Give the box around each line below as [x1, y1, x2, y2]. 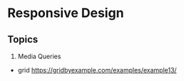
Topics [7, 33, 39, 45]
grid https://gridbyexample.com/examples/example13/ [17, 66, 177, 74]
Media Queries [17, 52, 61, 60]
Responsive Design [7, 5, 124, 21]
